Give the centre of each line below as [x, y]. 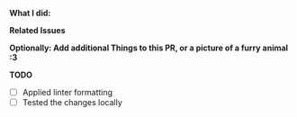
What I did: [30, 13]
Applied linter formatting [67, 92]
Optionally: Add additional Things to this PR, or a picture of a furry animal [149, 48]
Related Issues [37, 30]
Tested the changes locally [72, 103]
